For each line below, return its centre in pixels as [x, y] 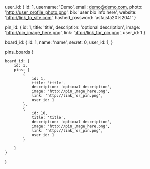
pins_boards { [19, 52]
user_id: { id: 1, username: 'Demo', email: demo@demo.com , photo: [74, 7]
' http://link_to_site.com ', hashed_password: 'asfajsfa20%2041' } [71, 18]
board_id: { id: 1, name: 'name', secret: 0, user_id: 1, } [59, 42]
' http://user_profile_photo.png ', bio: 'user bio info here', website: [71, 12]
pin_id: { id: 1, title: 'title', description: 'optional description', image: [73, 27]
